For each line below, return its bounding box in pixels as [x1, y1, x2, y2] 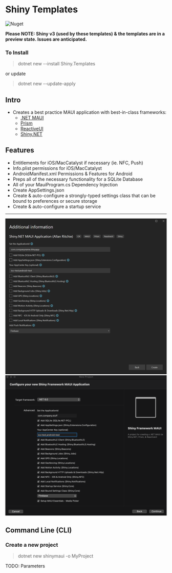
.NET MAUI [20, 115, 44, 121]
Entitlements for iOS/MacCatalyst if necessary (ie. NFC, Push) [12, 160, 143, 166]
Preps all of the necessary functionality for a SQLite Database [12, 176, 143, 182]
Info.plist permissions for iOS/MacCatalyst [12, 165, 102, 171]
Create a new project [5, 541, 58, 548]
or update [5, 71, 26, 77]
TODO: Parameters [5, 563, 45, 569]
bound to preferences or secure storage [12, 198, 97, 204]
